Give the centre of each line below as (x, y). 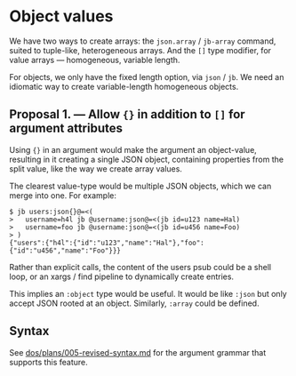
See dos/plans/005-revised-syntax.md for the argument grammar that (138, 352)
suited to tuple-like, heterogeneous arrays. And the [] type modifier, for (140, 50)
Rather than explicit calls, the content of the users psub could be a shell (140, 267)
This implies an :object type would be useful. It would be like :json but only (148, 293)
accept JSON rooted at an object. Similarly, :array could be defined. (134, 303)
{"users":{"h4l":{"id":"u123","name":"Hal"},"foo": (107, 243)
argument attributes (66, 128)
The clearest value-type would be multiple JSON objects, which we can (140, 186)
